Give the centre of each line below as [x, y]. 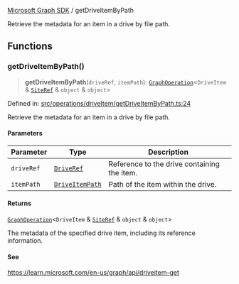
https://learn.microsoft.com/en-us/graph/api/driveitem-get [93, 273]
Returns [20, 203]
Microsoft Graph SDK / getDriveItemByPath [70, 10]
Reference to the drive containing [164, 164]
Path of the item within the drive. [163, 184]
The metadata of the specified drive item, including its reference [101, 233]
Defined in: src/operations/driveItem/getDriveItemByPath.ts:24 [99, 103]
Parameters [25, 133]
